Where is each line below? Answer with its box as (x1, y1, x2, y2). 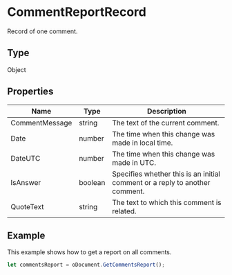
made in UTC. (111, 157, 157, 167)
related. (111, 206, 137, 215)
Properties (7, 86, 54, 98)
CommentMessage (10, 118, 72, 127)
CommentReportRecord (7, 4, 146, 20)
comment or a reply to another (111, 177, 211, 187)
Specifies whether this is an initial (111, 169, 221, 179)
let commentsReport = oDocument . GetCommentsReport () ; (7, 261, 166, 269)
